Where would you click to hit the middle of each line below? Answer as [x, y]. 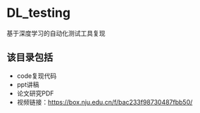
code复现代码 [37, 76]
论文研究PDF [35, 93]
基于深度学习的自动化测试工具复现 [56, 33]
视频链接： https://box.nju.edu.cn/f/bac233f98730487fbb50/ [105, 102]
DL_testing [39, 13]
